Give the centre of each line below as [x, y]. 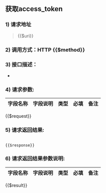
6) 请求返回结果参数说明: [35, 158]
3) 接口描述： [21, 64]
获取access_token [34, 9]
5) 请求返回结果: [25, 130]
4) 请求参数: [20, 89]
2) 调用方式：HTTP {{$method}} [45, 50]
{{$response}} [20, 145]
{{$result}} [16, 185]
